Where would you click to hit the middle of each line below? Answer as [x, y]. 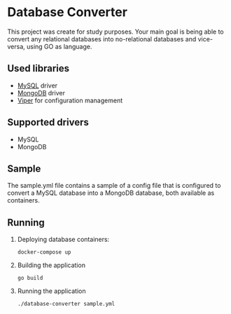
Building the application [51, 265]
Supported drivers [48, 122]
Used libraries [38, 68]
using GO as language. [59, 46]
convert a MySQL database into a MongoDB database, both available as [111, 193]
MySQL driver [37, 86]
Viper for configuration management [70, 100]
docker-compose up [44, 252]
